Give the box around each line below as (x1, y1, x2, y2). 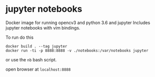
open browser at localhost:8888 (5, 66, 71, 72)
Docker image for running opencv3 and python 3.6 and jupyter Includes (5, 20, 151, 26)
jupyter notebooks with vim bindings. (5, 25, 80, 30)
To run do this (5, 34, 34, 40)
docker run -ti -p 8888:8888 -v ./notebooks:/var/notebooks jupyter (5, 48, 149, 53)
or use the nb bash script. (5, 56, 57, 62)
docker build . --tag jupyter (5, 44, 68, 49)
